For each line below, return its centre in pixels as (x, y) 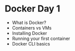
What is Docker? (29, 22)
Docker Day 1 (32, 9)
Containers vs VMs (32, 27)
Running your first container (41, 38)
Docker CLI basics (31, 43)
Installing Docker (29, 33)
